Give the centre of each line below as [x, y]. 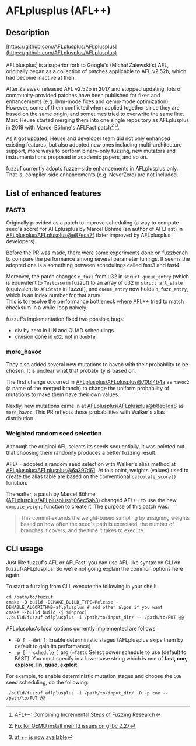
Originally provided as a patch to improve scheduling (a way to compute [92, 223]
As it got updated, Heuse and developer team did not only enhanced [88, 138]
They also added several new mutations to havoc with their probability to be [97, 365]
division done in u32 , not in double [55, 336]
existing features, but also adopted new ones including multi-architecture [94, 145]
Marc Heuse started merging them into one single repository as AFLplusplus [98, 120]
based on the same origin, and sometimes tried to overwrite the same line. [95, 114]
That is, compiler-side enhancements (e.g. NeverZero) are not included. [92, 175]
